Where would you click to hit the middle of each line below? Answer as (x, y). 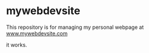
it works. (17, 45)
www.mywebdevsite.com (37, 33)
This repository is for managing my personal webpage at (75, 27)
